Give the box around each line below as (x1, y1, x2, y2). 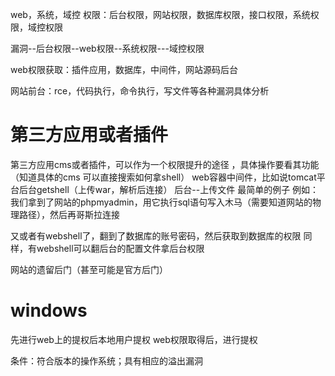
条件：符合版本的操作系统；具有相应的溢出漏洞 (10, 354, 203, 367)
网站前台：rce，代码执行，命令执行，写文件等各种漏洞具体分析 (10, 85, 270, 97)
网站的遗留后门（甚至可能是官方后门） (10, 263, 168, 275)
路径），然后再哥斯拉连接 (18, 208, 120, 220)
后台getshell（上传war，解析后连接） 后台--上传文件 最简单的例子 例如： (18, 183, 320, 195)
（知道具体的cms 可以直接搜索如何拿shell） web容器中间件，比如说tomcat (10, 171, 317, 183)
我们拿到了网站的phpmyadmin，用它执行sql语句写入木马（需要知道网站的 (10, 196, 313, 208)
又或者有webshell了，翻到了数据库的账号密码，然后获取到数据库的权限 (10, 229, 302, 242)
